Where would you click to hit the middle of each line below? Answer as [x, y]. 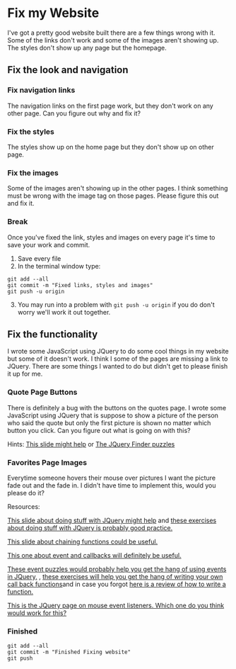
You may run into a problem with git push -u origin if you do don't [116, 304]
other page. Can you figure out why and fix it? [74, 113]
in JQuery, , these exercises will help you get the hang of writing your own [115, 576]
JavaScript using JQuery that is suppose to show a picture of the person [113, 415]
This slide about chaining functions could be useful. [83, 541]
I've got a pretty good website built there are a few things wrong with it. [111, 33]
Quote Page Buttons [42, 393]
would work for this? [37, 613]
